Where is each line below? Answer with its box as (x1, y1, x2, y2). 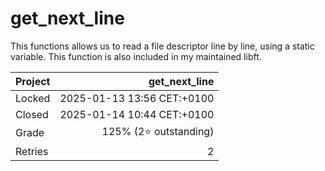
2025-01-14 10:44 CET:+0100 (59, 107, 215, 121)
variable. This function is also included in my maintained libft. (10, 50, 262, 62)
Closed (15, 107, 49, 121)
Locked (15, 91, 51, 105)
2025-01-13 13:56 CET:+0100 (59, 91, 215, 105)
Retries (15, 144, 49, 158)
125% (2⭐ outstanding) (101, 124, 215, 138)
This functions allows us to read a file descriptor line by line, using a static (10, 40, 315, 52)
